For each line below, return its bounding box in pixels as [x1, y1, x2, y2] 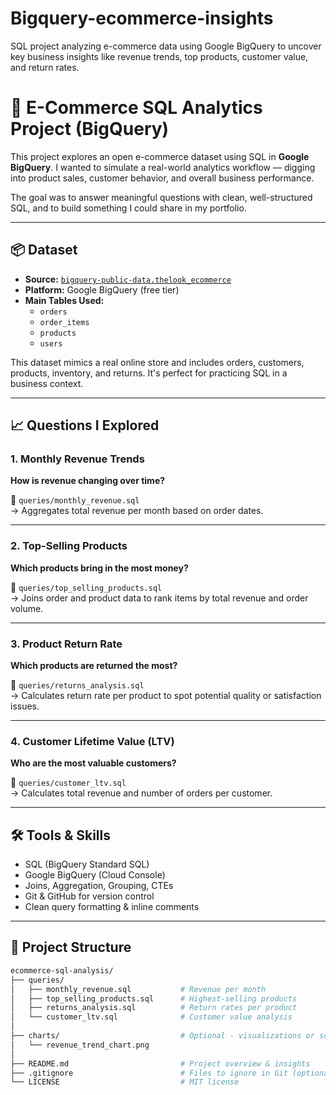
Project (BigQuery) [10, 118, 170, 141]
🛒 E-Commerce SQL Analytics [10, 97, 263, 119]
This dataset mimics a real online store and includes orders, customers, [10, 356, 305, 368]
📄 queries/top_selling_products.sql [10, 581, 163, 593]
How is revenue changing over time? [10, 475, 166, 487]
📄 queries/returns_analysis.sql [10, 678, 145, 691]
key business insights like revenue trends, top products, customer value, [10, 50, 309, 62]
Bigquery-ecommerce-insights [10, 7, 274, 30]
